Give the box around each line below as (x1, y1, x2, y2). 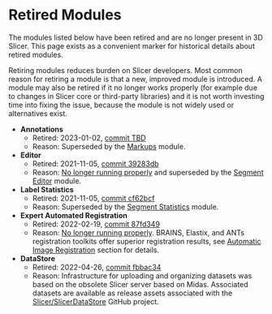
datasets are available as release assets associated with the (32, 288, 233, 298)
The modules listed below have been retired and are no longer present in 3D (8, 32, 264, 42)
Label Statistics (19, 184, 75, 194)
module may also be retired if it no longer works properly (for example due (8, 83, 258, 92)
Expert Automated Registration (19, 210, 127, 220)
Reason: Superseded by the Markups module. (32, 141, 186, 151)
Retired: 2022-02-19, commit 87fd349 (32, 219, 161, 229)
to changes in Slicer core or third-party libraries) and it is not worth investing (8, 91, 265, 101)
